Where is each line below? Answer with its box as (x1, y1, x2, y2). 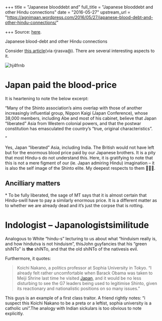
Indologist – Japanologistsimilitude (5, 219, 149, 231)
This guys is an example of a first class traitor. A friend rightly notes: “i (5, 295, 146, 301)
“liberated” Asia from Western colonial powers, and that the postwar (5, 120, 142, 126)
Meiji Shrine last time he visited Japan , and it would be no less (16, 275, 142, 281)
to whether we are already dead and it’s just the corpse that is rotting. (5, 202, 144, 208)
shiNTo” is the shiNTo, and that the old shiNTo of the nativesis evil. (5, 246, 138, 252)
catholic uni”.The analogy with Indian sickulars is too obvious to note (5, 305, 142, 311)
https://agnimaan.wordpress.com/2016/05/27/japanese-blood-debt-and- (7, 15, 153, 20)
